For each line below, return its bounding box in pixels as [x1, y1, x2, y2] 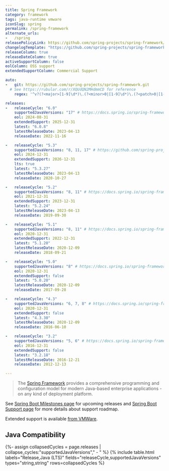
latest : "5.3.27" [14, 166, 51, 171]
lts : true [14, 162, 35, 167]
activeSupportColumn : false [5, 59, 64, 64]
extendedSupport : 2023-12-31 [14, 199, 75, 204]
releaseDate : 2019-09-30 [14, 213, 66, 218]
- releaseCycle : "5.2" [5, 185, 57, 190]
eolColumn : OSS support [5, 64, 55, 69]
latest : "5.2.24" [14, 203, 51, 208]
